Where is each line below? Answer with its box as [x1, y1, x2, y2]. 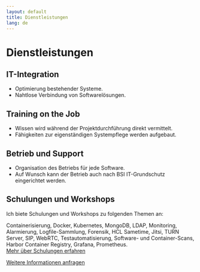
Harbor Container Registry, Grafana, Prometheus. [6, 240, 128, 248]
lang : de [6, 20, 28, 26]
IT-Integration [6, 69, 59, 80]
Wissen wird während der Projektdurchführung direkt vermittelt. [14, 125, 173, 132]
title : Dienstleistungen [6, 14, 68, 20]
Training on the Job [6, 109, 80, 119]
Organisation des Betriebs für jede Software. [14, 164, 125, 171]
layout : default [6, 8, 47, 15]
